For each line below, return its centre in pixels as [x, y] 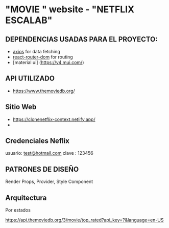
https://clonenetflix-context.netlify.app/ [54, 119]
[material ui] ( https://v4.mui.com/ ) [48, 62]
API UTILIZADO [30, 79]
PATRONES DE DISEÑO [42, 169]
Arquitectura [26, 198]
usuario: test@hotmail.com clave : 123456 [49, 153]
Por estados [18, 210]
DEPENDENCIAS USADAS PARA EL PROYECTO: [82, 39]
